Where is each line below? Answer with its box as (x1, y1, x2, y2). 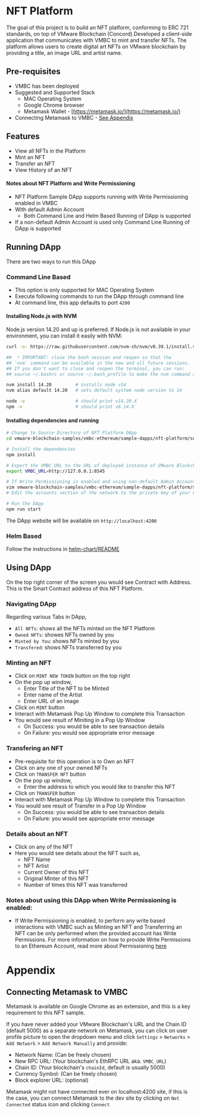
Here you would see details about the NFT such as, (14, 850, 141, 857)
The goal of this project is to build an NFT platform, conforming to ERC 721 (6, 24, 189, 31)
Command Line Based (6, 273, 71, 281)
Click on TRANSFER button (14, 789, 76, 797)
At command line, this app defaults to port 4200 (14, 299, 130, 306)
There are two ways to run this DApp (6, 258, 96, 265)
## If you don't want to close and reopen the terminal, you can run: (6, 366, 185, 372)
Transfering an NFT (6, 744, 64, 753)
